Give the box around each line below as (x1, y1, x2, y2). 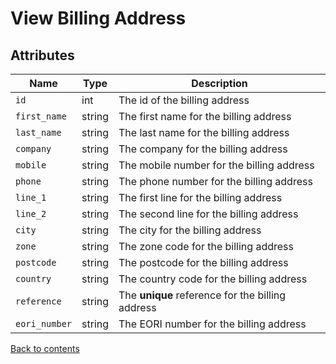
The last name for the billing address (118, 126, 290, 139)
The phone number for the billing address (118, 175, 313, 188)
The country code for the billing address (118, 272, 308, 286)
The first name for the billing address (118, 110, 292, 123)
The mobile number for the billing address (118, 158, 315, 172)
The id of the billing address (118, 93, 250, 107)
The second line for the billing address (118, 207, 299, 221)
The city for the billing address (118, 223, 262, 237)
